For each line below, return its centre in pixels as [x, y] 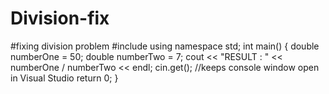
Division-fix [60, 18]
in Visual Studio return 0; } [64, 78]
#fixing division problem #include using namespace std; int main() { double [165, 46]
